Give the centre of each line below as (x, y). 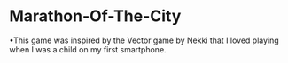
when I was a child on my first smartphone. (88, 49)
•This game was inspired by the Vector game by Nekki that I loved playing (144, 40)
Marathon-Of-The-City (95, 16)
